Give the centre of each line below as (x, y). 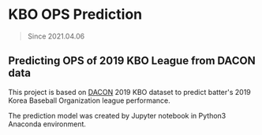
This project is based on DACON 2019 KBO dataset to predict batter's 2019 (129, 92)
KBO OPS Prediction (75, 15)
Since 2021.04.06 (56, 36)
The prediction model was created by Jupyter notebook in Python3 (117, 115)
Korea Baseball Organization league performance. (90, 100)
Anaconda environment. (47, 124)
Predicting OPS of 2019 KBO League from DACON (132, 61)
